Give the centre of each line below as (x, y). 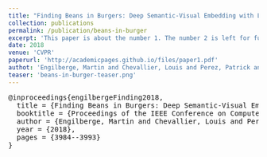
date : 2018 (26, 45)
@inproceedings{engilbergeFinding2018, (86, 97)
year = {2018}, (46, 129)
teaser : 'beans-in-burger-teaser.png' (72, 75)
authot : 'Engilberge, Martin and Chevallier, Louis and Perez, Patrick (129, 68)
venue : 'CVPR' (32, 53)
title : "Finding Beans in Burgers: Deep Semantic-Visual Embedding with (131, 16)
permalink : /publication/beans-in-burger (78, 30)
